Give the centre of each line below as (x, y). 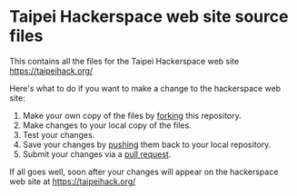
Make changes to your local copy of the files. (107, 125)
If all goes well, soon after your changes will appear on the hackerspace (144, 171)
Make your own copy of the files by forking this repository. (132, 115)
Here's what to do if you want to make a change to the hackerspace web (145, 88)
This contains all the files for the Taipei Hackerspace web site (124, 61)
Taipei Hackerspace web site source (149, 17)
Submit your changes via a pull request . (97, 154)
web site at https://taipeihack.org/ (73, 181)
